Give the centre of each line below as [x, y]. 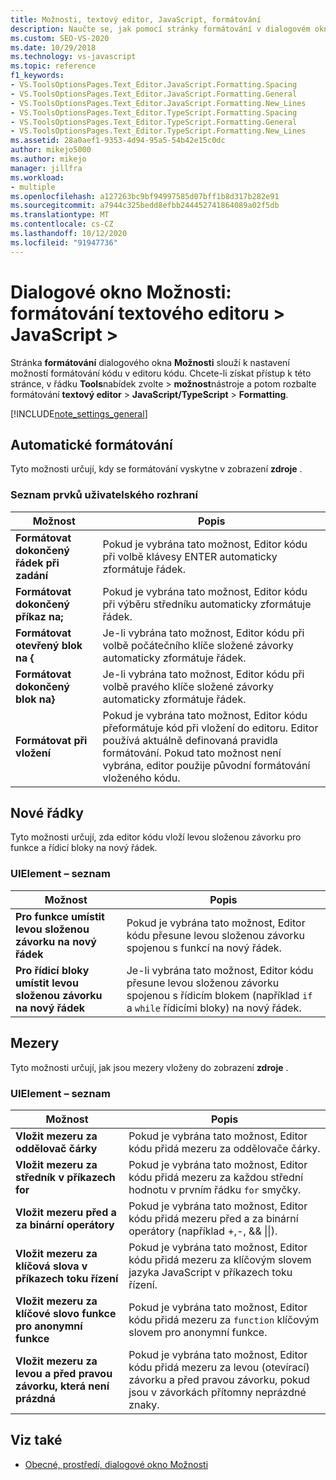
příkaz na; [39, 616]
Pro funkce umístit [60, 916]
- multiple [33, 187]
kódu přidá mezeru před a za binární [213, 1218]
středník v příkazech [65, 1177]
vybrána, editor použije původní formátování [206, 765]
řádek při [37, 563]
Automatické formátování [91, 444]
